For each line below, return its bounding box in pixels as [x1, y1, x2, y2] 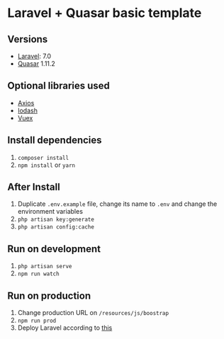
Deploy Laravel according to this [17, 323, 113, 332]
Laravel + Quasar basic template [7, 5, 202, 21]
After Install [7, 181, 60, 193]
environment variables [17, 207, 84, 216]
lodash [17, 106, 38, 115]
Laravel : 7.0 [17, 52, 52, 60]
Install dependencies [7, 134, 102, 146]
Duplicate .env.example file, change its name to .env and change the [17, 200, 218, 208]
